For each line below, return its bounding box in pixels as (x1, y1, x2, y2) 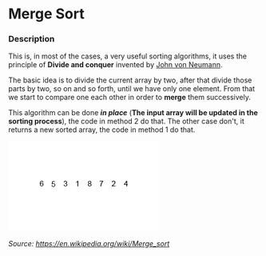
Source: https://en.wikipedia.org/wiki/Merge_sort (8, 239, 170, 249)
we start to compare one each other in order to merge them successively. (8, 93, 252, 102)
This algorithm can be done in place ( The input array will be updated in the (8, 108, 258, 118)
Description (8, 34, 55, 45)
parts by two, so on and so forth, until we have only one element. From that (8, 84, 256, 94)
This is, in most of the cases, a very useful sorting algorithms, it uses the (8, 51, 248, 61)
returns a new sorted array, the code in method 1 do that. (8, 125, 196, 134)
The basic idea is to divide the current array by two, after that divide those (8, 75, 252, 85)
